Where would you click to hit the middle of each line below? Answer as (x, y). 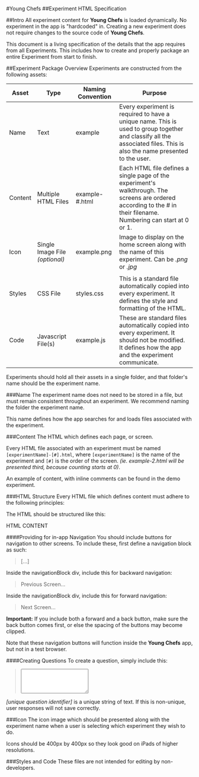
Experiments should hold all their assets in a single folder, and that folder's (97, 377)
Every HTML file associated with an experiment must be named (84, 448)
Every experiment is (147, 106)
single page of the (145, 176)
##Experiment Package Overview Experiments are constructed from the (94, 68)
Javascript (52, 336)
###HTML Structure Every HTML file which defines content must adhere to (98, 496)
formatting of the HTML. (153, 308)
